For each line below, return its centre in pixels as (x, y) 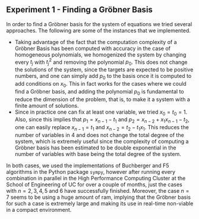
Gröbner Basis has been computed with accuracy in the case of (93, 48)
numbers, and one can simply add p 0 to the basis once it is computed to (103, 77)
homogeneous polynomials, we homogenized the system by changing (100, 54)
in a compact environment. (39, 210)
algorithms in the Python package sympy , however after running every (91, 172)
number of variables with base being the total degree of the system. (98, 154)
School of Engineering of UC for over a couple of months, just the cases (94, 184)
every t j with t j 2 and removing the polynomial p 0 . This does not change (101, 62)
